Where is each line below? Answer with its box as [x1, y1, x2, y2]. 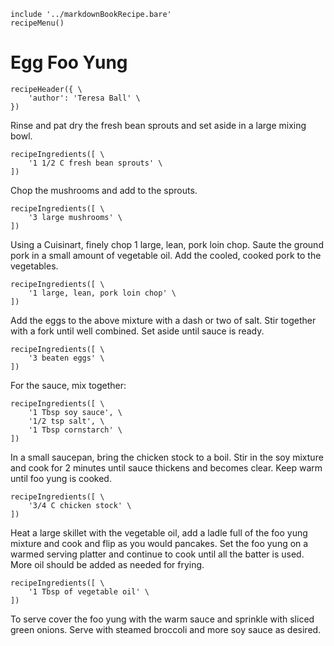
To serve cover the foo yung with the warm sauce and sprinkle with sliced [10, 613, 315, 625]
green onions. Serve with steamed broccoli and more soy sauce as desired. [10, 623, 322, 635]
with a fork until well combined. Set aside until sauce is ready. [10, 325, 265, 337]
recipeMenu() [10, 18, 65, 28]
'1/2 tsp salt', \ [28, 416, 105, 426]
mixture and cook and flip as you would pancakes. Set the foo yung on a [10, 537, 309, 549]
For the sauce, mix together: [10, 379, 127, 391]
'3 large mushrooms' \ [28, 212, 123, 222]
